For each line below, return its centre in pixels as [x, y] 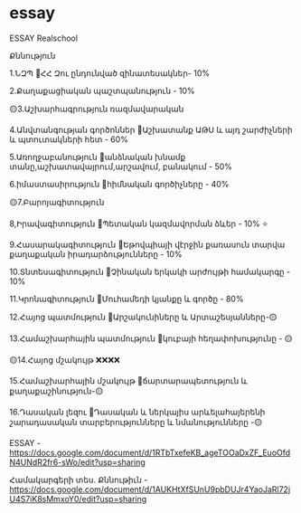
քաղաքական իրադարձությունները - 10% [96, 254]
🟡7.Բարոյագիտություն [57, 202]
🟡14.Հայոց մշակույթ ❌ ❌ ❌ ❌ [65, 359]
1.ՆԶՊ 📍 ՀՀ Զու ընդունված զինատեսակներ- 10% [110, 73]
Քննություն [33, 55]
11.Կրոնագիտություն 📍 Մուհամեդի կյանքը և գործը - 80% [127, 299]
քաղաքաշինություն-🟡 [56, 391]
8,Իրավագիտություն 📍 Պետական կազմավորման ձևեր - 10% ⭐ [139, 223]
